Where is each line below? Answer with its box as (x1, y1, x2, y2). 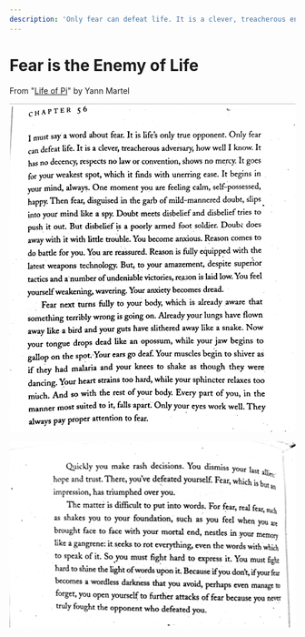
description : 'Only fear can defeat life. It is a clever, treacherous (9, 15, 286, 24)
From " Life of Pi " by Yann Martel (9, 85, 130, 96)
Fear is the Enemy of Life (9, 55, 200, 76)
